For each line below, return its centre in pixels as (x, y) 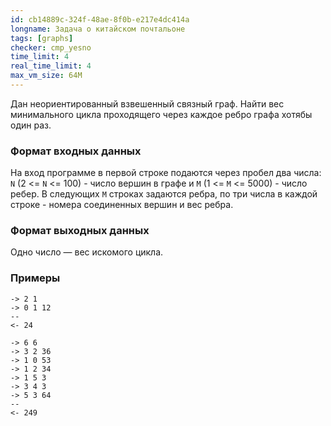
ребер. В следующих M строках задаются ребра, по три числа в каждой (164, 194)
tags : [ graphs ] (42, 38)
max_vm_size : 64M (46, 76)
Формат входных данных (76, 151)
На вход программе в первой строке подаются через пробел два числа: (166, 173)
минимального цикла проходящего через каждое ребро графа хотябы (161, 114)
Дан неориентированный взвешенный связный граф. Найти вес (147, 103)
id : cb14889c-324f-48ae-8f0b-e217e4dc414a (100, 19)
